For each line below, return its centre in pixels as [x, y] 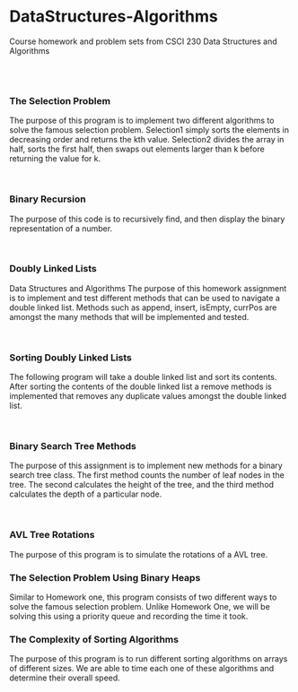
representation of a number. [61, 228]
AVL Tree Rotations [52, 535]
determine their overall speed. [65, 678]
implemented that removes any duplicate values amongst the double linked [148, 396]
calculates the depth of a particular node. [86, 494]
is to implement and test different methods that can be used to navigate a [145, 298]
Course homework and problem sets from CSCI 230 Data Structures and [144, 41]
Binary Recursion [48, 199]
